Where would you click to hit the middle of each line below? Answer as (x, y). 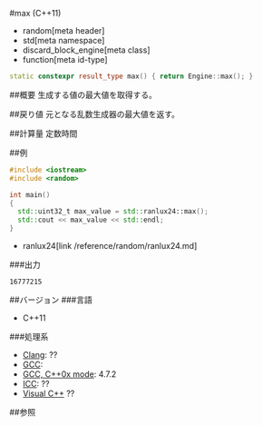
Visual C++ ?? (49, 393)
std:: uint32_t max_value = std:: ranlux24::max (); (113, 212)
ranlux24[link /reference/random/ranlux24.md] (110, 246)
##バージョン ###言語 (51, 300)
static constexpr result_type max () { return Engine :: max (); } (131, 76)
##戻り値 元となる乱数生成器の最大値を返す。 (94, 114)
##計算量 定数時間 (44, 133)
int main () (30, 194)
